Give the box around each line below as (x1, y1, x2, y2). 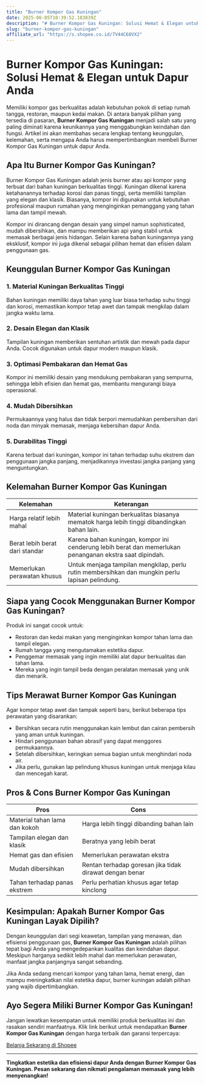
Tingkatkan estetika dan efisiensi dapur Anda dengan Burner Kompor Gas (6, 1059, 197, 1066)
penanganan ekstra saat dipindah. (67, 550, 165, 559)
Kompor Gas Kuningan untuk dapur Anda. (6, 142, 110, 150)
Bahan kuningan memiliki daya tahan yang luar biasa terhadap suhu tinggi (6, 296, 191, 303)
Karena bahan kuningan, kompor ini (67, 535, 169, 544)
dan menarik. (15, 672, 49, 679)
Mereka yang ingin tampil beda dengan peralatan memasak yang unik (15, 666, 189, 673)
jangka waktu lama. (6, 309, 55, 317)
